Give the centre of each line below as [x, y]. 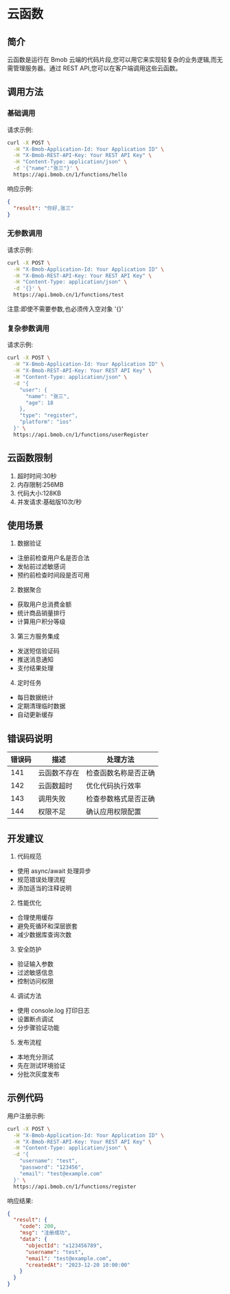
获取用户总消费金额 [44, 604]
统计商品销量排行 [41, 613]
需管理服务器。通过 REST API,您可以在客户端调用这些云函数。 [94, 68]
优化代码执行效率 [114, 786]
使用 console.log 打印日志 [54, 1011]
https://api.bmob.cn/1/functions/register [75, 1187]
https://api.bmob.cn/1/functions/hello [70, 175]
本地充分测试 [35, 1057]
